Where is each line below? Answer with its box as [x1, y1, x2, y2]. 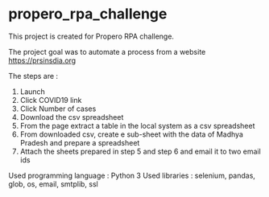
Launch [19, 86, 46, 96]
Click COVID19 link [19, 95, 82, 105]
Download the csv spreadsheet [19, 112, 124, 121]
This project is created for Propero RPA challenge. [8, 31, 175, 41]
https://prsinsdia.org [8, 55, 77, 65]
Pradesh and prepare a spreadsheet [19, 137, 140, 147]
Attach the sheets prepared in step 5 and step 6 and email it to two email [19, 146, 262, 156]
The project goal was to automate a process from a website [8, 47, 206, 56]
